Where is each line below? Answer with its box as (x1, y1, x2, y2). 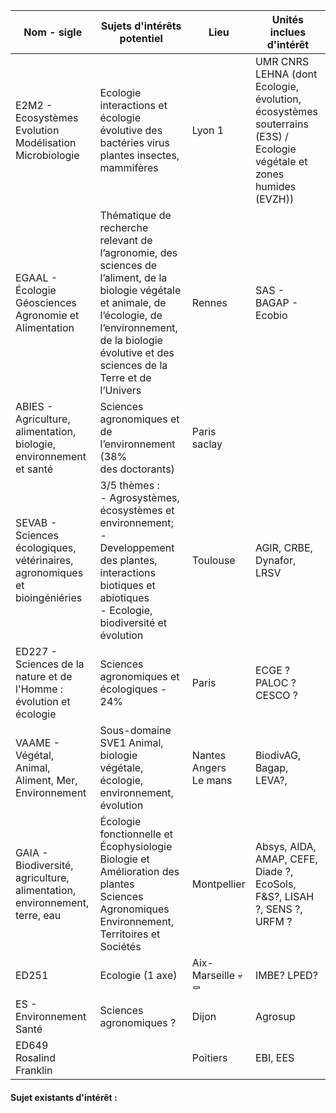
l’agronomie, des (99, 246, 178, 259)
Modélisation (15, 136, 77, 149)
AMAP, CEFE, (254, 852, 318, 866)
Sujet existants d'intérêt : (10, 1091, 118, 1103)
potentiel (119, 32, 163, 45)
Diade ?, (254, 865, 294, 878)
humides (254, 180, 297, 193)
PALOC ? (254, 676, 297, 689)
